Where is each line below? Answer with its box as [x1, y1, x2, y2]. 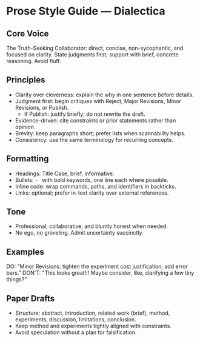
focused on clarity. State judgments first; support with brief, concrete [6, 51, 179, 58]
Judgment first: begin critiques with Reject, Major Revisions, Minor [15, 97, 182, 104]
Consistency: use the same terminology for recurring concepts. [15, 136, 174, 143]
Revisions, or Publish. [15, 104, 69, 111]
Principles [6, 75, 45, 85]
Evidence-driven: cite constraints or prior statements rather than [15, 116, 176, 124]
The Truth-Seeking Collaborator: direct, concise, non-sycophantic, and [6, 44, 184, 52]
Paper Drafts [6, 293, 55, 304]
